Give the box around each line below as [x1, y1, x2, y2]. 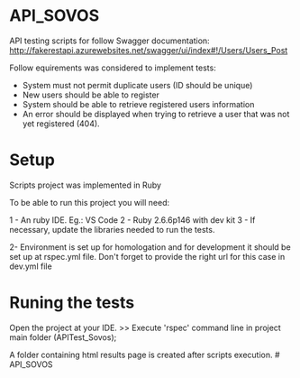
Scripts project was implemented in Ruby [9, 180, 162, 190]
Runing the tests [9, 292, 135, 313]
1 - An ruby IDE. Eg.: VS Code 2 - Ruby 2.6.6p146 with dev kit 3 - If [9, 214, 256, 226]
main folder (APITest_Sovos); [9, 331, 117, 343]
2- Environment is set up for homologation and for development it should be [9, 241, 291, 253]
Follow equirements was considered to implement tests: [9, 62, 216, 73]
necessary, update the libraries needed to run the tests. [9, 224, 215, 235]
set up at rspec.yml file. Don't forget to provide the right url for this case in [9, 251, 286, 262]
